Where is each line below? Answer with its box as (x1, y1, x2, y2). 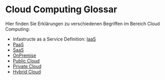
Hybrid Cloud (12, 68, 41, 75)
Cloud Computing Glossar (5, 4, 117, 15)
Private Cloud (12, 63, 42, 69)
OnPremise (12, 52, 37, 58)
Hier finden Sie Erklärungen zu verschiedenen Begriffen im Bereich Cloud (5, 21, 160, 27)
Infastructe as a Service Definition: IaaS (12, 36, 96, 42)
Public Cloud (12, 57, 40, 64)
